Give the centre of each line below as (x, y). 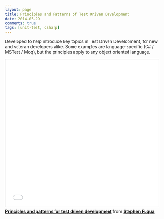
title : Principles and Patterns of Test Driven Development (67, 14)
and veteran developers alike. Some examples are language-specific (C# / (80, 47)
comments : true (20, 23)
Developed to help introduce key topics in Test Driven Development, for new (82, 41)
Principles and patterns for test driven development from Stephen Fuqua (80, 211)
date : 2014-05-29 (23, 19)
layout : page (18, 10)
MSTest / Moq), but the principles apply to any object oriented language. (78, 52)
